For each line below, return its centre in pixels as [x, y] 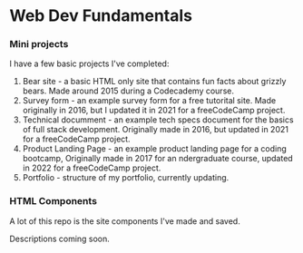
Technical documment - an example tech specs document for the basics [158, 120]
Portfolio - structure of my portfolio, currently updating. [126, 178]
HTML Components [54, 201]
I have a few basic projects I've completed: [89, 63]
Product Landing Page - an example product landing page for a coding [155, 149]
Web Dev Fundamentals [101, 16]
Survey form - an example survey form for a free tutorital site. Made [149, 101]
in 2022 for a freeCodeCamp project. [92, 168]
